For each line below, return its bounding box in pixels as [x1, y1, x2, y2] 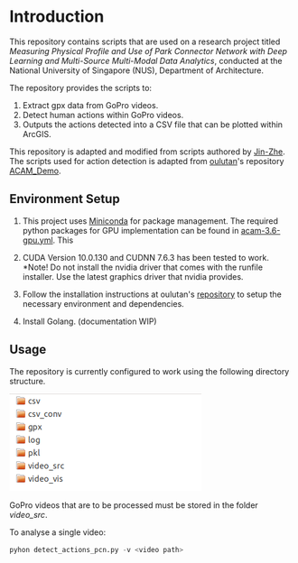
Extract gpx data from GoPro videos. [22, 99, 159, 110]
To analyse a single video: [9, 526, 107, 538]
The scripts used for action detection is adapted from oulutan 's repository [9, 155, 284, 166]
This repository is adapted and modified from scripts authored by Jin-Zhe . [9, 146, 286, 157]
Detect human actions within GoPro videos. [22, 109, 184, 120]
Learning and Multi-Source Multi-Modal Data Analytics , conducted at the [9, 55, 283, 66]
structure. [9, 375, 46, 386]
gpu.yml [22, 235, 53, 245]
